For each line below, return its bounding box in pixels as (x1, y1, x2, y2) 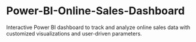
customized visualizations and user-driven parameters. (6, 30, 142, 37)
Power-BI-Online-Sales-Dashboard (6, 4, 185, 18)
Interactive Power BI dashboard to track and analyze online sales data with (6, 24, 191, 31)
